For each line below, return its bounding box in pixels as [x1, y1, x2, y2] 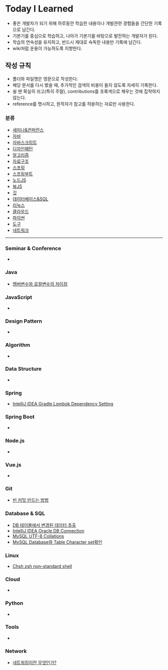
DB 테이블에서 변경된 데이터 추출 [12, 522, 76, 528]
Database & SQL [5, 510, 45, 517]
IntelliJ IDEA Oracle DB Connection [12, 527, 84, 533]
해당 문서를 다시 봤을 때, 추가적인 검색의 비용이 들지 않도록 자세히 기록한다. [12, 82, 158, 88]
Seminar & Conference [5, 244, 61, 251]
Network [5, 647, 27, 654]
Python [5, 600, 23, 607]
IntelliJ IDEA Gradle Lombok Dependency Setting [12, 401, 113, 407]
